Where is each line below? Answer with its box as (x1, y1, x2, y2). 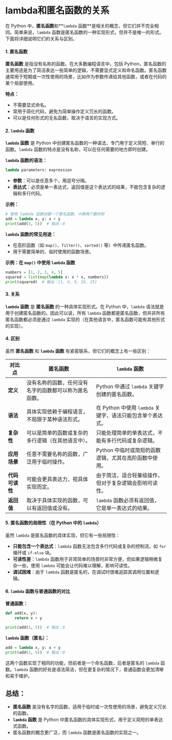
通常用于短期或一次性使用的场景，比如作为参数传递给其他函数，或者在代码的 (5, 74, 167, 80)
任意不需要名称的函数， (26, 450, 83, 457)
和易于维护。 (5, 673, 32, 679)
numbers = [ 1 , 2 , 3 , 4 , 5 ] (5, 270, 63, 275)
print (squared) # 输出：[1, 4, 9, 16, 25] (5, 279, 97, 285)
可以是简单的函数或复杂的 (26, 429, 89, 436)
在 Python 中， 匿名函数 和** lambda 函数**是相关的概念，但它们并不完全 (5, 23, 155, 29)
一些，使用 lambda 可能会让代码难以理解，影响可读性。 (17, 562, 133, 569)
